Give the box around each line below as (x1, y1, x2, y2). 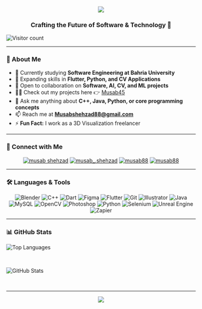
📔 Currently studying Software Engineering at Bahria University (14, 69, 176, 76)
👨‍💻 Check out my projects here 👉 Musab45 (14, 88, 125, 96)
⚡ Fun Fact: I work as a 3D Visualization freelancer (14, 119, 141, 127)
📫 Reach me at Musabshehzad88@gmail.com (14, 110, 133, 118)
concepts (14, 103, 40, 111)
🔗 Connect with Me (6, 142, 63, 151)
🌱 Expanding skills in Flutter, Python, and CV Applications (14, 75, 161, 83)
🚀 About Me (6, 55, 41, 63)
